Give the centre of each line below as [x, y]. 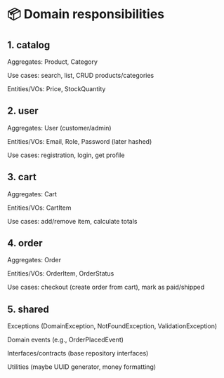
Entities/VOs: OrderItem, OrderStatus [61, 274]
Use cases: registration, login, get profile [66, 155]
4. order [25, 243]
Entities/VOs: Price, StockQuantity [57, 89]
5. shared [28, 309]
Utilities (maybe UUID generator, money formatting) [82, 367]
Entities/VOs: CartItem [39, 208]
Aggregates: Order [34, 260]
